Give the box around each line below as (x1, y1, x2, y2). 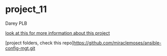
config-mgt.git (5, 45, 35, 51)
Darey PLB (5, 20, 27, 26)
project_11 (5, 4, 47, 15)
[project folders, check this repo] (5, 39, 74, 46)
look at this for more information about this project (5, 30, 110, 36)
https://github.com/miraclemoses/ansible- (73, 39, 162, 46)
